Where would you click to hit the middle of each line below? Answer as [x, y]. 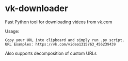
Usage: [12, 31]
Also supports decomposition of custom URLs [51, 53]
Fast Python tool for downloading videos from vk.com [59, 22]
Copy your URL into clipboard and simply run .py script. [65, 40]
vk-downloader [37, 8]
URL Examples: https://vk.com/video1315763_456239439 [61, 44]
